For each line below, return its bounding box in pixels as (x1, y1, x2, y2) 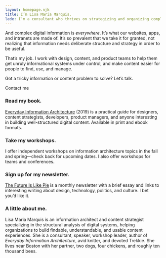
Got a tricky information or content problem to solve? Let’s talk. (5, 75, 133, 82)
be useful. (5, 46, 26, 52)
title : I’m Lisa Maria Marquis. (5, 12, 72, 17)
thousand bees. (5, 248, 37, 254)
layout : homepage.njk (5, 7, 50, 12)
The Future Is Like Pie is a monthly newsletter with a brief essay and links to (5, 182, 160, 188)
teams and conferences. (5, 158, 55, 164)
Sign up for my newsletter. (5, 171, 70, 178)
